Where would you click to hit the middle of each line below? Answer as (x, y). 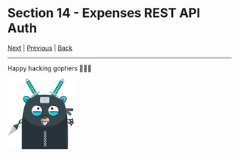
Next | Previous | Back (40, 48)
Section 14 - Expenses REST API (104, 13)
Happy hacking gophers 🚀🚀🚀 (50, 68)
